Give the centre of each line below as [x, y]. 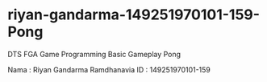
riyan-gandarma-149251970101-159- [133, 15]
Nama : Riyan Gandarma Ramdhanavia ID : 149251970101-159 [109, 69]
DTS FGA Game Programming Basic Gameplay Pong [94, 54]
